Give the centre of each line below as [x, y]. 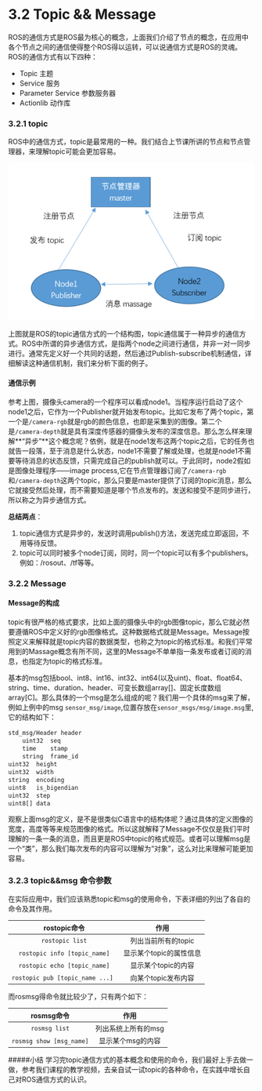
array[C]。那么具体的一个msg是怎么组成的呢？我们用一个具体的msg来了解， [131, 697]
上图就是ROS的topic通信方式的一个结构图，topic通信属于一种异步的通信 [124, 334]
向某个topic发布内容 [162, 977]
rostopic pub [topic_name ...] [62, 978]
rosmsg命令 [50, 1015]
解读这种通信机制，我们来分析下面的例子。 [83, 363]
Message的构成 [34, 603]
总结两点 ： [25, 516]
